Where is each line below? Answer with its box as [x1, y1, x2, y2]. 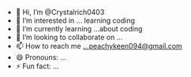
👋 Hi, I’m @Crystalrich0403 [15, 8, 105, 16]
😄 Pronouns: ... [15, 53, 67, 62]
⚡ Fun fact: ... [15, 61, 59, 71]
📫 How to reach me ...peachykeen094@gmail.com [15, 42, 183, 50]
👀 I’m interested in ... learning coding [15, 16, 136, 25]
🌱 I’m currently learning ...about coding [15, 24, 143, 33]
